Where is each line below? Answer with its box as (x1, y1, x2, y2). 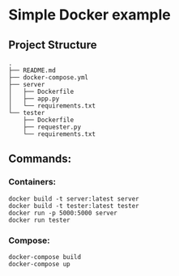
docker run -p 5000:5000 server (8, 209, 117, 217)
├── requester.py (23, 123, 82, 131)
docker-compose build (8, 253, 82, 261)
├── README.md (8, 66, 57, 74)
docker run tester (8, 216, 70, 224)
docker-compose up (8, 260, 70, 268)
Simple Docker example (8, 6, 172, 24)
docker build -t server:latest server (8, 194, 139, 203)
